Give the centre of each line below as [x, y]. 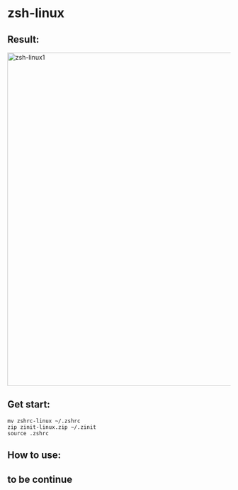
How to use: [34, 456]
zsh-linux [36, 13]
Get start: [29, 404]
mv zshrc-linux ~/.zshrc [44, 421]
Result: [23, 39]
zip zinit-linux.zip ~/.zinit [52, 427]
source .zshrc [28, 433]
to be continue [40, 479]
